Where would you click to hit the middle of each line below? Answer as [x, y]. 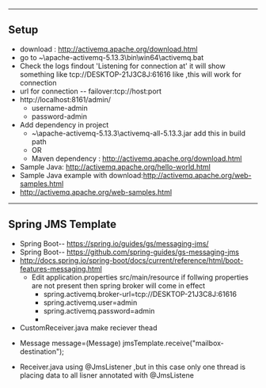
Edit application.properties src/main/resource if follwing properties [140, 277]
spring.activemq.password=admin [99, 310]
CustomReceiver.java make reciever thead [88, 327]
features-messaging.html [61, 268]
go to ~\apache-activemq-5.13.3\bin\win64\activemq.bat [112, 57]
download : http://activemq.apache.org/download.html [108, 49]
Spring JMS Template [63, 224]
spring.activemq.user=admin [90, 302]
